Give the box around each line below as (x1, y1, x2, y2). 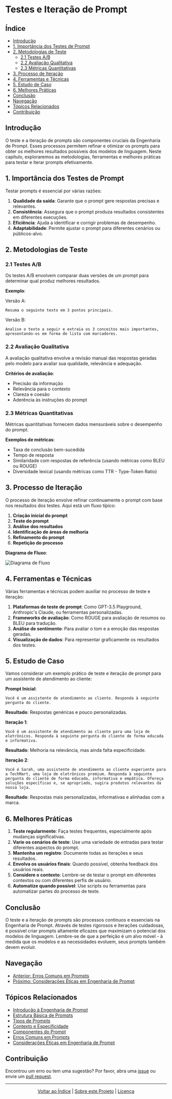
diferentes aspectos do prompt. (12, 844, 79, 851)
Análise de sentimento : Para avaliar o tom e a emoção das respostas (12, 625, 159, 632)
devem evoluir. (5, 944, 36, 950)
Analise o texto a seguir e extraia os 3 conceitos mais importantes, (5, 327, 159, 332)
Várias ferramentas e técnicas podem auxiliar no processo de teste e (5, 588, 150, 594)
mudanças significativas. (12, 834, 66, 840)
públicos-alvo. (12, 230, 44, 237)
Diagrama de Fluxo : (5, 549, 48, 556)
